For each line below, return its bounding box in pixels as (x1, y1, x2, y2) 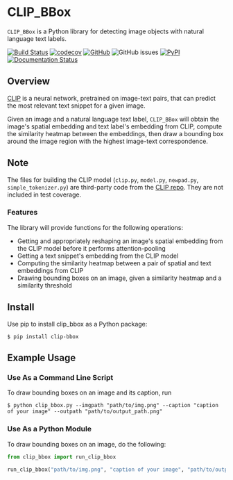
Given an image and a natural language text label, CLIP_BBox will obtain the (7, 115, 220, 123)
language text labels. (7, 34, 67, 42)
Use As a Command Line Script (7, 372, 114, 382)
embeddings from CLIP (17, 266, 84, 274)
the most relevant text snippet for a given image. (7, 101, 146, 110)
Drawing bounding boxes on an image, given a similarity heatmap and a (17, 274, 222, 282)
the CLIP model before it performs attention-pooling (17, 244, 166, 252)
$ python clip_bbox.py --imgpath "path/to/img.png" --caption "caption (7, 402, 218, 409)
